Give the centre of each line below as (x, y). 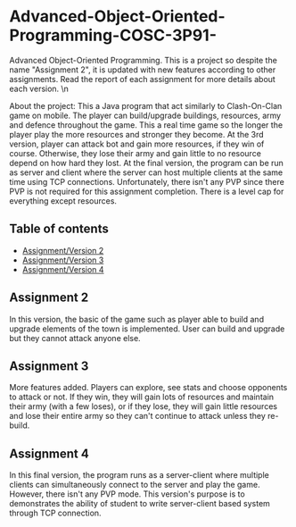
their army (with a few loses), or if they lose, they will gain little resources (144, 406)
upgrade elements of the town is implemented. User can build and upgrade (147, 329)
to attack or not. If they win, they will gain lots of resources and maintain (142, 397)
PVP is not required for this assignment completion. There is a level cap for (147, 191)
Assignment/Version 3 (63, 260)
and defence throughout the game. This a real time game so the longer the (146, 125)
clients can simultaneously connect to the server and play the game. (135, 485)
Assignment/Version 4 (63, 269)
